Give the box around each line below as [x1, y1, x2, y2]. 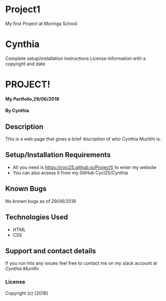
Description [5, 122, 43, 131]
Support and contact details [5, 246, 96, 255]
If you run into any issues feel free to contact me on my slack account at [5, 260, 157, 266]
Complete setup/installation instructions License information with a [5, 55, 146, 61]
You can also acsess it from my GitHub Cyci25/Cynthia [12, 170, 128, 176]
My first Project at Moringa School [5, 20, 78, 27]
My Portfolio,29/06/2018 [5, 96, 60, 102]
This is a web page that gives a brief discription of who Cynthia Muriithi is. [5, 136, 161, 142]
